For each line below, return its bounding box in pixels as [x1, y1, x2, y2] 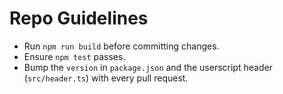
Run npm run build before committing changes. [23, 40, 220, 52]
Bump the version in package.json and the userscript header [23, 61, 273, 73]
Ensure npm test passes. [23, 50, 126, 62]
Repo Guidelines [9, 7, 149, 30]
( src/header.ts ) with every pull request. [23, 72, 189, 84]
